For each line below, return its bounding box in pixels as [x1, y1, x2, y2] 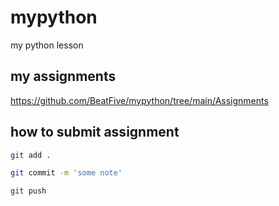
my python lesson [10, 39, 84, 51]
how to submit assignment [10, 124, 180, 141]
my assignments [10, 68, 117, 85]
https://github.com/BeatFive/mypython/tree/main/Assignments [10, 94, 269, 106]
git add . [10, 150, 52, 160]
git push [10, 186, 47, 196]
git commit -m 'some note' [10, 168, 123, 178]
